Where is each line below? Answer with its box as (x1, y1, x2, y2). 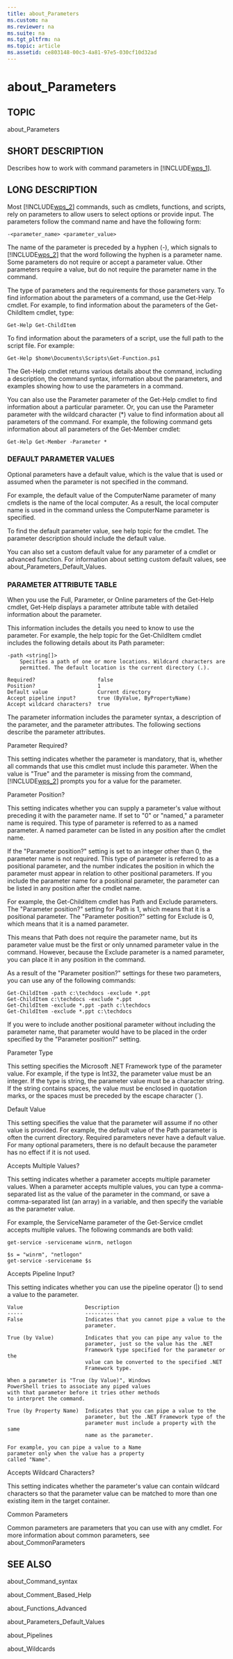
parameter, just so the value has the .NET (84, 1341, 214, 1348)
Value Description (7, 1304, 120, 1311)
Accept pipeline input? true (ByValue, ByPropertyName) (7, 695, 191, 702)
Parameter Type (7, 1048, 54, 1057)
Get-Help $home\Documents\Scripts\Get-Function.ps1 (7, 354, 160, 362)
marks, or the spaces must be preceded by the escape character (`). (7, 1092, 204, 1100)
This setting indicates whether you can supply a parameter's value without (7, 804, 221, 812)
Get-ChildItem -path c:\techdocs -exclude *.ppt (7, 990, 151, 997)
